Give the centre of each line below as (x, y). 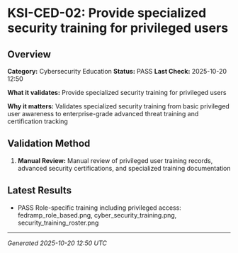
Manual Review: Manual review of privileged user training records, (115, 160)
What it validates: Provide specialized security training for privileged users (117, 92)
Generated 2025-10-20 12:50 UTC (57, 243)
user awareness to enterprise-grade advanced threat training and (103, 114)
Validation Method (49, 144)
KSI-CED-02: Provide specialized (107, 13)
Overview (29, 54)
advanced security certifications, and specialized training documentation (124, 168)
